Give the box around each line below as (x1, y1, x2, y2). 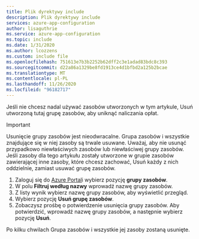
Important (6, 121, 31, 128)
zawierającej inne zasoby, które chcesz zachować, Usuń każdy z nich (6, 158, 179, 165)
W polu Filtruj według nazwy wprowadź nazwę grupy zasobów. (14, 182, 173, 189)
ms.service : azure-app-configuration (6, 31, 101, 37)
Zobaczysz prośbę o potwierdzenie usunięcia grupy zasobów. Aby (14, 201, 180, 208)
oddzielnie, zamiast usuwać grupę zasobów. (6, 164, 116, 171)
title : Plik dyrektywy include (6, 8, 85, 15)
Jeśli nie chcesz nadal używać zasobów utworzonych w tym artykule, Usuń (6, 103, 194, 110)
